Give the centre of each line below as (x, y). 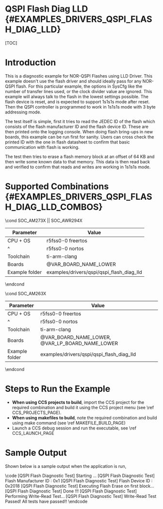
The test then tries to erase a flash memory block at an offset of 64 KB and (80, 157)
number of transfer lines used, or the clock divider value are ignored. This (79, 91)
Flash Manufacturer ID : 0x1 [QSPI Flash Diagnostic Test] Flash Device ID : (79, 480)
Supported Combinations (57, 186)
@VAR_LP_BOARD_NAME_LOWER (79, 343)
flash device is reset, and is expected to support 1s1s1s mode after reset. (77, 102)
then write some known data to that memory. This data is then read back (78, 161)
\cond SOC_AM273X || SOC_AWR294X (44, 220)
